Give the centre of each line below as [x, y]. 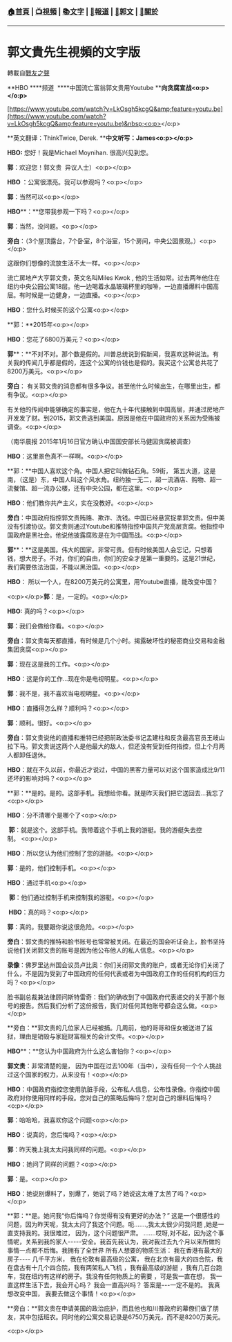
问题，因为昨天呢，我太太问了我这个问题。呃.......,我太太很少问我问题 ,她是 [113, 1224]
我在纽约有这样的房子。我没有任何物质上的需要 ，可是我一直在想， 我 [117, 1276]
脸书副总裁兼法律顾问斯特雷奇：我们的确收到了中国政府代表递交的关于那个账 [116, 997]
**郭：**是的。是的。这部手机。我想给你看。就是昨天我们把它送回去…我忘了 [116, 793]
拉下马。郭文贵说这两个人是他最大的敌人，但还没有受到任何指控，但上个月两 [116, 746]
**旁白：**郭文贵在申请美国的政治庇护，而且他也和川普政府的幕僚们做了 [110, 1309]
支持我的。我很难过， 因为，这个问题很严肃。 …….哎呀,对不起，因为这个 [116, 1233]
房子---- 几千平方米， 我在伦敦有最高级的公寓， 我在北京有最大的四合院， [112, 1259]
